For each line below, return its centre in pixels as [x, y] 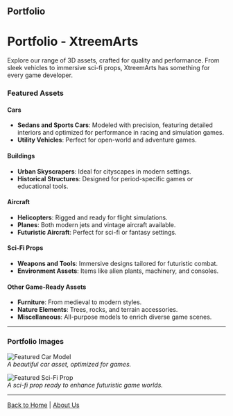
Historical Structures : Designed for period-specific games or [105, 178]
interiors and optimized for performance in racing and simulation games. [121, 133]
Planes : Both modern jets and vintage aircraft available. [96, 224]
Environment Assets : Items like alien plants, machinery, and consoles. [118, 271]
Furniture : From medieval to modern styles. [79, 302]
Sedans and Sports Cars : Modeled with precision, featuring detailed [115, 125]
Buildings [21, 156]
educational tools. [43, 186]
